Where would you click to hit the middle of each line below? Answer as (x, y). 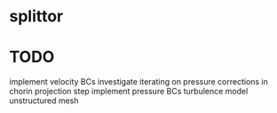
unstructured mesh (44, 101)
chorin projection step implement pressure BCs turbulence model (129, 92)
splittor (36, 16)
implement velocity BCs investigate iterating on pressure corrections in (139, 82)
